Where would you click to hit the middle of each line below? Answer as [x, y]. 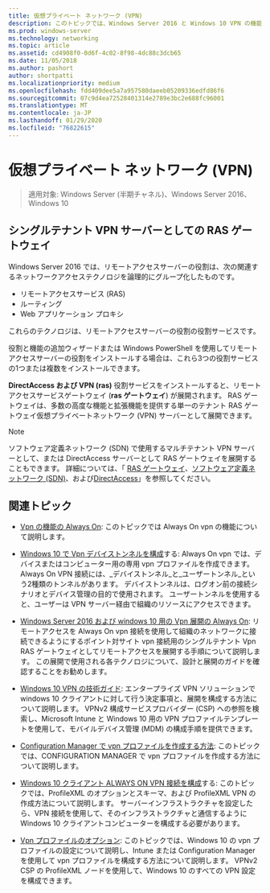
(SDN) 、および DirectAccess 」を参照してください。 [130, 478]
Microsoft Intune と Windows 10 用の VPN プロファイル [132, 719]
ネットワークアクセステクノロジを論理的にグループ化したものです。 [127, 276]
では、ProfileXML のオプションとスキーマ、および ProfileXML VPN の [141, 793]
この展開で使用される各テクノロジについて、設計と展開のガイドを [144, 661]
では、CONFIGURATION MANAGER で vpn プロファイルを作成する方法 [137, 756]
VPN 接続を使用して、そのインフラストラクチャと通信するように [141, 813]
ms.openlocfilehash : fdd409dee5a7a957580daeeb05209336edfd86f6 [117, 91]
